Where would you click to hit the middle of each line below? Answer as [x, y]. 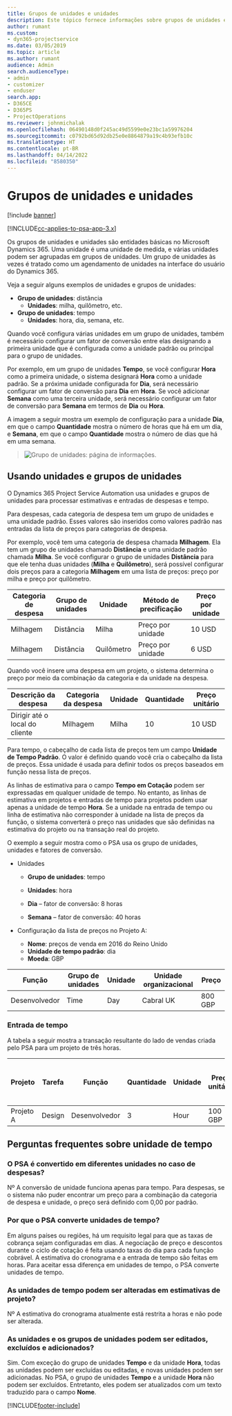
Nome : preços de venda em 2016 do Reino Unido [97, 944]
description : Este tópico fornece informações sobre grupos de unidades [114, 20]
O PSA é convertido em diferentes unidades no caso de [101, 1164]
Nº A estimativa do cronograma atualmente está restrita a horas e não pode [115, 1314]
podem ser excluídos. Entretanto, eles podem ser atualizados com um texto [115, 1385]
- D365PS [20, 110]
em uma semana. [32, 441]
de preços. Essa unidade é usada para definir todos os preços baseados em [116, 764]
